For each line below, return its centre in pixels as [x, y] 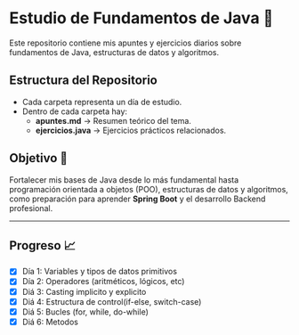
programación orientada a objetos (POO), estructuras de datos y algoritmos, [149, 189]
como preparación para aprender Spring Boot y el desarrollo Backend [137, 199]
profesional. [31, 208]
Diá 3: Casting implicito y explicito [84, 291]
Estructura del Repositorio [83, 81]
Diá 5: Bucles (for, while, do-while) [85, 312]
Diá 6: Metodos [50, 322]
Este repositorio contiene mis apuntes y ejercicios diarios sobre [125, 43]
